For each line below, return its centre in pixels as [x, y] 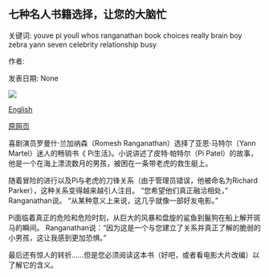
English [20, 109]
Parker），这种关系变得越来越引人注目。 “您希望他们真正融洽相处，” [118, 190]
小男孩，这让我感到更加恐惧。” [57, 238]
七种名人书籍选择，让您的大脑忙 [88, 14]
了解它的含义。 [33, 265]
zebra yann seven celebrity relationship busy [83, 44]
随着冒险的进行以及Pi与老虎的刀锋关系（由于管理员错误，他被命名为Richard [133, 180]
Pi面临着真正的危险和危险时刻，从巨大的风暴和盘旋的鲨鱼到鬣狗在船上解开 [131, 217]
